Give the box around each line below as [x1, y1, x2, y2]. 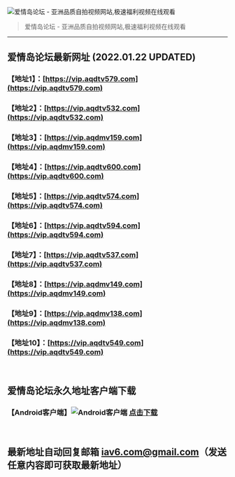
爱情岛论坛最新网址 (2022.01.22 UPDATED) [7, 51, 196, 63]
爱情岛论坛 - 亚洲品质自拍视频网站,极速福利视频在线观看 [24, 22, 187, 31]
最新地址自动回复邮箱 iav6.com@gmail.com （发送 [7, 446, 227, 458]
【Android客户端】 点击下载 [7, 408, 158, 417]
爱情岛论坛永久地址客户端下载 [7, 385, 136, 397]
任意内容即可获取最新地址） [7, 459, 127, 471]
